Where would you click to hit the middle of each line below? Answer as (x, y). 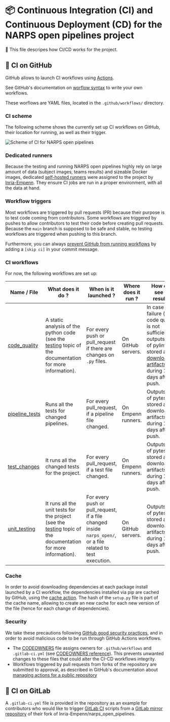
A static (54, 320)
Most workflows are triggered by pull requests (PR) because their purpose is (85, 212)
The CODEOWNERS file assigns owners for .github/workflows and (82, 648)
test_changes (24, 466)
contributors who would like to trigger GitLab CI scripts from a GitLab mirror (84, 709)
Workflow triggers (28, 201)
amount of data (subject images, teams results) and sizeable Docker (76, 172)
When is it (102, 289)
